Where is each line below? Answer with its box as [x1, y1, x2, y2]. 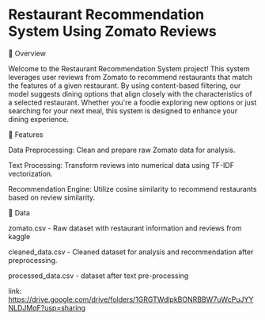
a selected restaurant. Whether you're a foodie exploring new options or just [8, 97, 257, 107]
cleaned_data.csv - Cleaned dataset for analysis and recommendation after [8, 247, 254, 257]
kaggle [8, 231, 31, 241]
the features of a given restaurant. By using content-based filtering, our [8, 81, 241, 90]
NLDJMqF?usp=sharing [8, 303, 85, 312]
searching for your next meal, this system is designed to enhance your [8, 105, 238, 116]
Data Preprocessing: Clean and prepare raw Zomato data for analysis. [8, 145, 236, 154]
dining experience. [8, 114, 70, 124]
